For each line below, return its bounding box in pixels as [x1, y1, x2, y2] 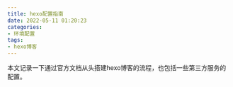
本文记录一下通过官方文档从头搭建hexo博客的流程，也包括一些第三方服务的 [7, 64, 227, 71]
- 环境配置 [7, 30, 35, 37]
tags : [7, 37, 23, 44]
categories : [7, 23, 42, 30]
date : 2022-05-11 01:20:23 [7, 17, 87, 24]
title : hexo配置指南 [7, 10, 64, 18]
